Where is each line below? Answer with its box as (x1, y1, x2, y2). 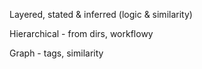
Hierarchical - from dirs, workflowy (9, 28, 154, 39)
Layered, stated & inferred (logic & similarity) (9, 9, 193, 20)
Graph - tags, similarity (9, 47, 104, 59)
